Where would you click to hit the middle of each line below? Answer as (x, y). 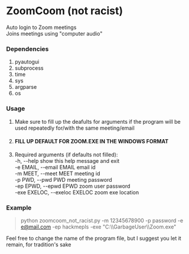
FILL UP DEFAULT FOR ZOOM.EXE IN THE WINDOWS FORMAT (92, 142)
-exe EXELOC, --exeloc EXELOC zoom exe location (77, 192)
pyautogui (27, 62)
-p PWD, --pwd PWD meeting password (63, 179)
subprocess (29, 68)
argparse (26, 87)
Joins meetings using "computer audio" (54, 33)
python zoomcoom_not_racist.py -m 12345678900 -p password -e (102, 221)
